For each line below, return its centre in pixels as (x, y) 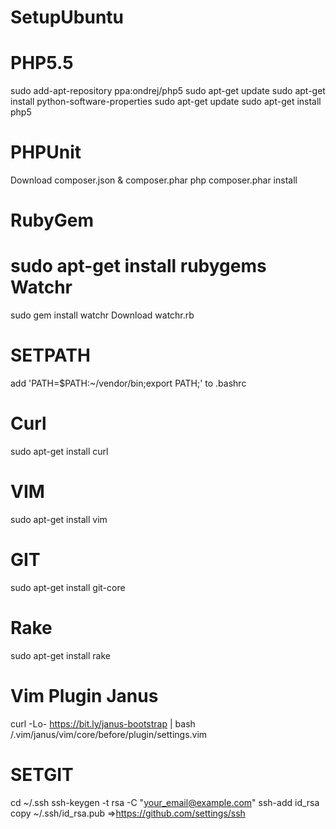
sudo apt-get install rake (60, 655)
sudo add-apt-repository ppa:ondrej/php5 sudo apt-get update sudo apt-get (168, 91)
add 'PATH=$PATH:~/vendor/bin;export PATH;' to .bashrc (128, 383)
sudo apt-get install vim (59, 519)
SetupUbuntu (67, 17)
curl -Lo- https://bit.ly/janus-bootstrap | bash (103, 723)
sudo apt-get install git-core (68, 587)
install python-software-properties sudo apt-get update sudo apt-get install (166, 102)
